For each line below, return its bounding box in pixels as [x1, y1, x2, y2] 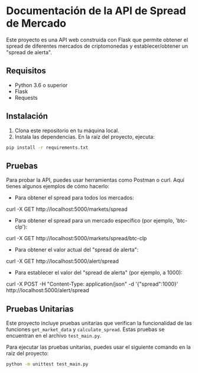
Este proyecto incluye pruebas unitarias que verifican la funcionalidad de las [6, 320, 192, 327]
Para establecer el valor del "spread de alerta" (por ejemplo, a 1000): [14, 269, 183, 276]
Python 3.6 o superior [14, 81, 68, 89]
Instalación [6, 111, 48, 122]
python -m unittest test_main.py [6, 361, 89, 367]
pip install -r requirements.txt [6, 145, 89, 150]
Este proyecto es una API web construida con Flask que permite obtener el [6, 36, 188, 43]
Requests [14, 94, 38, 101]
